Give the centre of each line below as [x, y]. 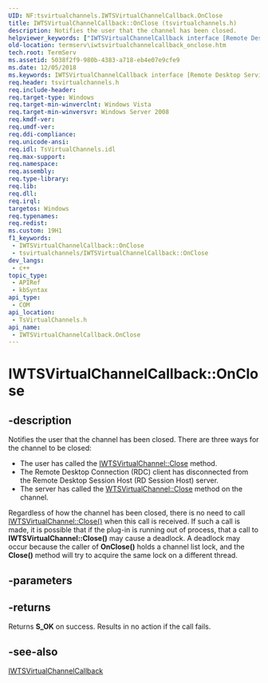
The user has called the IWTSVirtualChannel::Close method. [118, 464]
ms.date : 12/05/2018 [43, 68]
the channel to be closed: [50, 448]
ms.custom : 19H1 [35, 231]
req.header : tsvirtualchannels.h [64, 82]
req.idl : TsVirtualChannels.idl [62, 149]
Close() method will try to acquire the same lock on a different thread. [123, 555]
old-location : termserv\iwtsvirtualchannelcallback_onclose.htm [117, 45]
